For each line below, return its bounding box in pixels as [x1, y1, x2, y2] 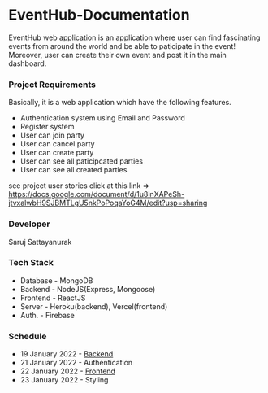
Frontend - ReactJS [19, 293, 86, 303]
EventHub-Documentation [8, 6, 190, 24]
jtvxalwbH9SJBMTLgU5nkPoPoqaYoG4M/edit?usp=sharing [8, 198, 208, 208]
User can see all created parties [19, 165, 128, 175]
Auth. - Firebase [19, 310, 75, 320]
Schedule [8, 330, 47, 342]
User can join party [19, 130, 85, 140]
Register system [19, 122, 75, 132]
